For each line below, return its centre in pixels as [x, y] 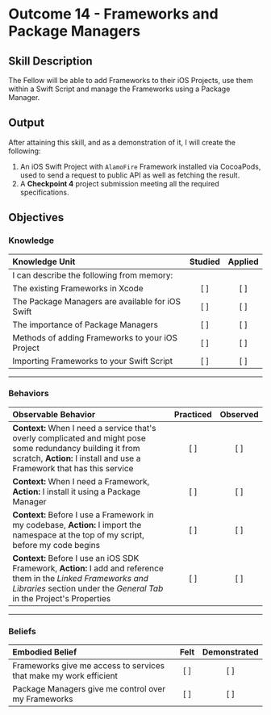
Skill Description [50, 61]
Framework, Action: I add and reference [88, 568]
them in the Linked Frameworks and [81, 578]
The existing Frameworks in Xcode [78, 288]
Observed [239, 414]
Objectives [36, 217]
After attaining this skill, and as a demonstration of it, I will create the [122, 142]
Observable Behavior [54, 414]
